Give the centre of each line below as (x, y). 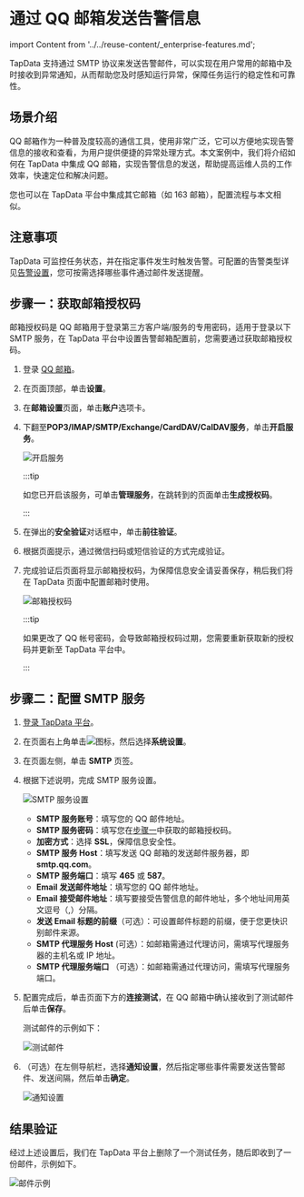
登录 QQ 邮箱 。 (51, 369)
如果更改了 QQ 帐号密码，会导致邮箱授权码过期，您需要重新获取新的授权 (158, 639)
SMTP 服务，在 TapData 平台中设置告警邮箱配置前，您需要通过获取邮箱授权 (151, 338)
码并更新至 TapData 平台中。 (76, 649)
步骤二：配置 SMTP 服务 (77, 698)
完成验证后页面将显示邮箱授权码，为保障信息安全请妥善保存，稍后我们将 (157, 570)
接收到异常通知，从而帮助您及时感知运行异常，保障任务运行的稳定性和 (148, 75)
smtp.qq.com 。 (66, 864)
